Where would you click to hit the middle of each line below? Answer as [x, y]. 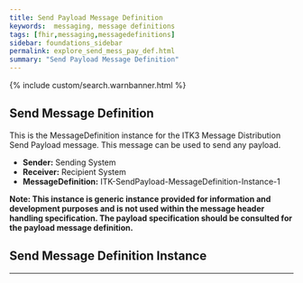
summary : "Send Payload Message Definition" [94, 59]
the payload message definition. [71, 227]
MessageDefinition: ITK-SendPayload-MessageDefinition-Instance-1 [151, 181]
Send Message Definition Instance [108, 256]
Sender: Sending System [69, 162]
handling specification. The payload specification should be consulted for [151, 218]
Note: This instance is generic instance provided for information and [140, 198]
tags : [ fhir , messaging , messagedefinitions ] [92, 34]
